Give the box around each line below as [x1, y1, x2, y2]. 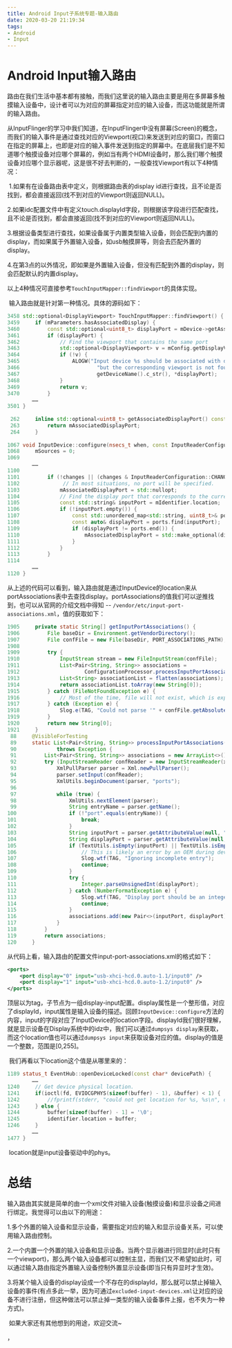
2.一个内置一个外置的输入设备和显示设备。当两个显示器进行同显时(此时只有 [7, 1246, 221, 1254]
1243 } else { [7, 1102, 60, 1110]
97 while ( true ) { [10, 791, 100, 798]
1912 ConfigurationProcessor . [7, 669, 156, 676]
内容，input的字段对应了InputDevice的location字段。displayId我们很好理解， [7, 1016, 225, 1025]
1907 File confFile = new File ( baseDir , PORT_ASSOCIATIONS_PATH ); [7, 636, 227, 643]
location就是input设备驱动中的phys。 [8, 1148, 115, 1156]
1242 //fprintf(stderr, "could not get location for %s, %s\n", [7, 1096, 221, 1103]
